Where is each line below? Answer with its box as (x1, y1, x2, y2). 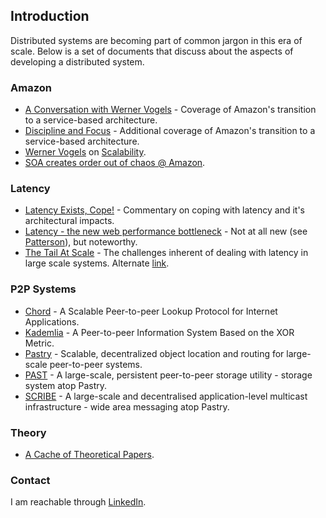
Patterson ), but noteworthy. (24, 236, 138, 248)
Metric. (24, 337, 55, 349)
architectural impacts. (24, 215, 115, 227)
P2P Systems (10, 282, 77, 296)
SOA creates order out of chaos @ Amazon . (24, 157, 206, 169)
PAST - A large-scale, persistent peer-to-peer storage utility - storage (24, 369, 313, 381)
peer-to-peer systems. (49, 358, 143, 370)
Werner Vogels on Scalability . (24, 146, 147, 158)
